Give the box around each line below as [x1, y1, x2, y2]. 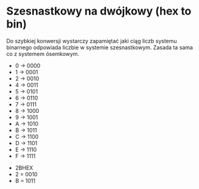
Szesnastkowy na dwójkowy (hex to [6, 4, 192, 18]
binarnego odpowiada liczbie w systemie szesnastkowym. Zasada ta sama [6, 44, 194, 51]
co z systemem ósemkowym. [6, 50, 80, 57]
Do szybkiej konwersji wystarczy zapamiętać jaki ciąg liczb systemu [6, 37, 178, 44]
